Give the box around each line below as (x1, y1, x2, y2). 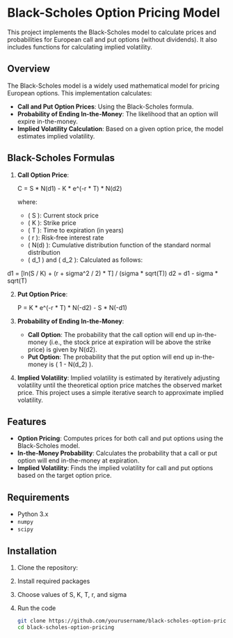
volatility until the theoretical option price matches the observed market (17, 381, 223, 389)
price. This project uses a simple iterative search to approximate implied (17, 388, 224, 396)
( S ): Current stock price (27, 211, 99, 219)
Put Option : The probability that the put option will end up (27, 352, 193, 361)
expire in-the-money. (17, 117, 79, 125)
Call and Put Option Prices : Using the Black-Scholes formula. (17, 102, 194, 111)
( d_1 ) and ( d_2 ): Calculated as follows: (27, 256, 143, 264)
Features (7, 416, 47, 428)
